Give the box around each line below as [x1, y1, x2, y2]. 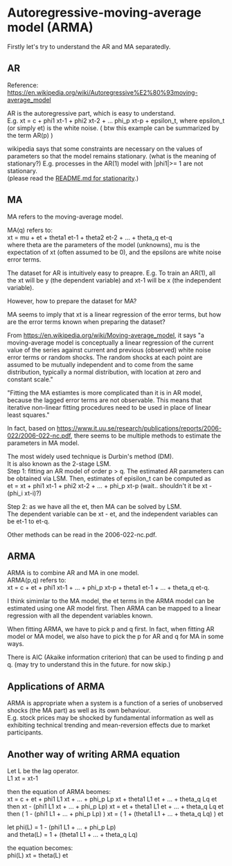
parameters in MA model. [7, 438, 80, 447]
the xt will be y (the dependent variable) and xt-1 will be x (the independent [7, 276, 222, 285]
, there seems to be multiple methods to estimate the [70, 431, 222, 440]
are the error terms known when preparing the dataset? [7, 317, 166, 326]
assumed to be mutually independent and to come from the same [7, 360, 194, 368]
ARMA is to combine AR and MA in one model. [7, 569, 140, 577]
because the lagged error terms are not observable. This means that [7, 396, 202, 404]
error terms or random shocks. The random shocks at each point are [7, 353, 203, 361]
